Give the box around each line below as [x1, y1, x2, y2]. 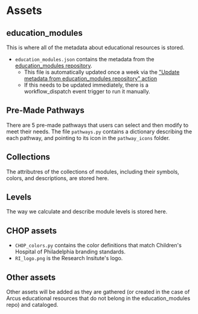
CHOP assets [6, 225, 57, 236]
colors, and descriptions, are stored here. [6, 174, 109, 182]
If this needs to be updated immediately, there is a [24, 81, 149, 89]
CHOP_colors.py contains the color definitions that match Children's [14, 242, 182, 249]
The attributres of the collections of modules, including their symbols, [6, 168, 179, 175]
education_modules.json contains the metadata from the [14, 56, 155, 62]
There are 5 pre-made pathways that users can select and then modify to [6, 121, 189, 129]
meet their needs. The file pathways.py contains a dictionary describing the [6, 128, 192, 135]
